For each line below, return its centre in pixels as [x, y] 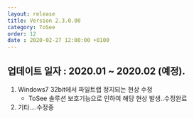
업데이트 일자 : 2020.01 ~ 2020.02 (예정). [97, 71]
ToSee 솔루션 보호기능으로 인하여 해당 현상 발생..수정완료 [108, 98]
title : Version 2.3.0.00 [44, 21]
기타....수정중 [36, 107]
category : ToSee [31, 27]
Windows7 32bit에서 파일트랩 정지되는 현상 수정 [85, 89]
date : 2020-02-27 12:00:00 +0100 [59, 41]
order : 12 [22, 34]
